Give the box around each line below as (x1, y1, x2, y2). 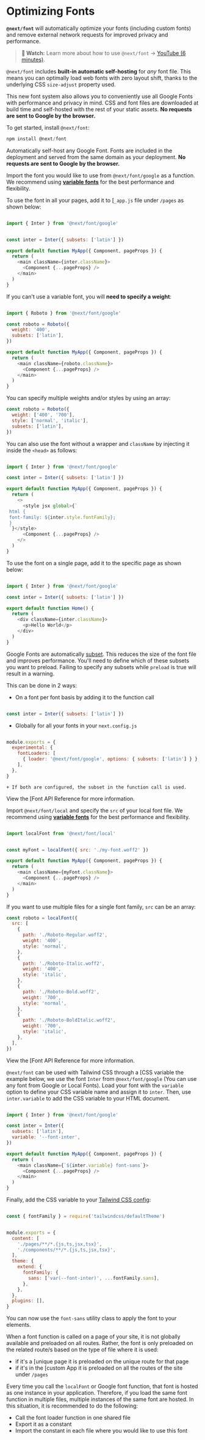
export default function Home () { (6, 605, 95, 611)
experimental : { (12, 744, 53, 751)
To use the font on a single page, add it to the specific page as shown (6, 559, 182, 566)
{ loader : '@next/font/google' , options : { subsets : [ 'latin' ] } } (22, 756, 198, 762)
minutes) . (21, 56, 46, 63)
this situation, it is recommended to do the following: (6, 1402, 138, 1409)
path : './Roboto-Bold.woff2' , (22, 989, 99, 995)
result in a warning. (6, 670, 55, 677)
